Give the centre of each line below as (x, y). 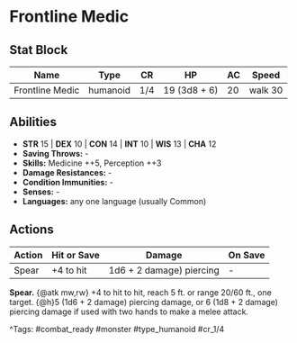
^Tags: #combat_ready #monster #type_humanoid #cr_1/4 (117, 329)
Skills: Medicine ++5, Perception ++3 (92, 163)
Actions (31, 230)
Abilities (33, 122)
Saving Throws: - (55, 153)
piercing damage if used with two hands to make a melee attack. (129, 311)
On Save (247, 255)
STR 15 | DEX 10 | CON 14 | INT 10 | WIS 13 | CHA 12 (119, 144)
